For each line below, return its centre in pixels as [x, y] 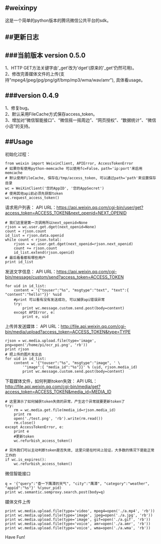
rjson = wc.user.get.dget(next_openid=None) [51, 227]
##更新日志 [22, 37]
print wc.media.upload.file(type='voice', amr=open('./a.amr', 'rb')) [78, 524]
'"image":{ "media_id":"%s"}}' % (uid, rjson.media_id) [80, 367]
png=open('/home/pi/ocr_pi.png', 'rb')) [47, 345]
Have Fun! [15, 537]
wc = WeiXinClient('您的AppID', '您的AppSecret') [55, 188]
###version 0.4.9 [32, 96]
